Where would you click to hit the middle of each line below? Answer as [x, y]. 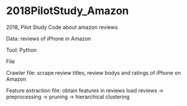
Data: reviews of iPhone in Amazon [49, 38]
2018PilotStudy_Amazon [68, 11]
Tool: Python [22, 50]
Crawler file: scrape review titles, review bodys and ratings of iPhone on [93, 72]
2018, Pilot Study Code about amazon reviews [62, 27]
